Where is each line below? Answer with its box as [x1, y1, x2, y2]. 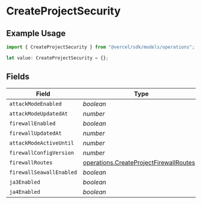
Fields [6, 72, 30, 82]
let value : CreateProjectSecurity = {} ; [6, 55, 109, 61]
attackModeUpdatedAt [9, 110, 68, 117]
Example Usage [6, 28, 66, 39]
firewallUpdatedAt [9, 129, 62, 137]
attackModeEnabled [9, 100, 62, 107]
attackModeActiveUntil [9, 140, 74, 146]
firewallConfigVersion [9, 149, 74, 156]
